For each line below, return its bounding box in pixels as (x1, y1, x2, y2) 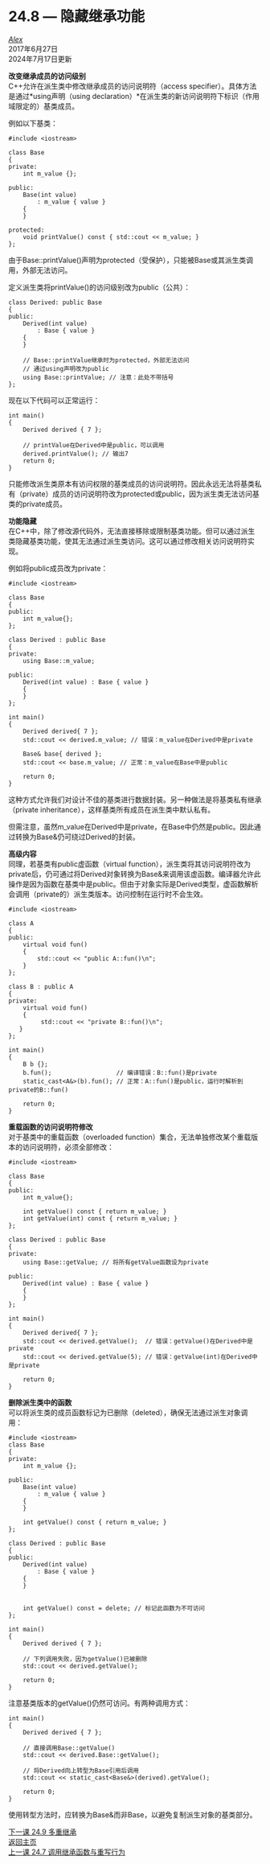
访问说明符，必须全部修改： (22, 1142, 114, 1151)
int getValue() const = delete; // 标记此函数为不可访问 (22, 1604, 205, 1612)
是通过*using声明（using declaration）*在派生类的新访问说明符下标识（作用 (8, 91, 260, 101)
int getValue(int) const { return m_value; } (22, 1214, 178, 1223)
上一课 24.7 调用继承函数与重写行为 (8, 1847, 126, 1857)
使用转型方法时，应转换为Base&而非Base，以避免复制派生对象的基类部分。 (8, 1809, 257, 1819)
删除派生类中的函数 (8, 1397, 72, 1407)
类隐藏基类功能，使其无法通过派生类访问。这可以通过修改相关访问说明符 (8, 536, 247, 545)
